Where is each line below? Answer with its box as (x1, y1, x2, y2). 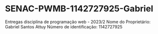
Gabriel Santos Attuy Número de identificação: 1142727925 (5, 24, 123, 29)
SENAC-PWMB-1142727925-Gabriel (5, 3, 154, 14)
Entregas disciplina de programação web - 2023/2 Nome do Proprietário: (5, 19, 151, 25)
